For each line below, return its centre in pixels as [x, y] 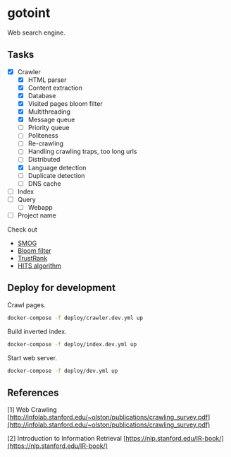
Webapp [40, 207]
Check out [22, 229]
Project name [37, 215]
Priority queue [49, 128]
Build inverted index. [37, 331]
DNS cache [44, 183]
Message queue [51, 120]
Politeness [43, 136]
